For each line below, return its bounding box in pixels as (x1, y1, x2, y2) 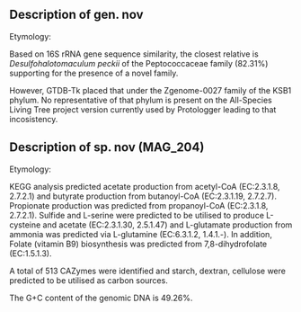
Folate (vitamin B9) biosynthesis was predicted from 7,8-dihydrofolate (9, 238, 268, 249)
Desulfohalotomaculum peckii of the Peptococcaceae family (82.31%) (9, 58, 269, 68)
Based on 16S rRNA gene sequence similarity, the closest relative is (9, 49, 259, 59)
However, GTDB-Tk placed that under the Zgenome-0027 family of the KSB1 (9, 85, 292, 95)
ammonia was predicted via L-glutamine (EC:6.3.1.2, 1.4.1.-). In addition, (9, 228, 272, 239)
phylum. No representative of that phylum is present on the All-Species (9, 94, 272, 105)
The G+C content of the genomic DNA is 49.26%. (9, 292, 193, 303)
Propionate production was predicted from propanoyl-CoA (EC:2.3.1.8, (9, 200, 269, 210)
